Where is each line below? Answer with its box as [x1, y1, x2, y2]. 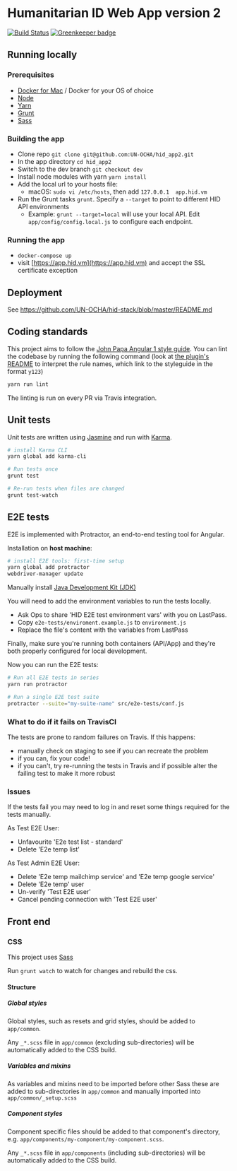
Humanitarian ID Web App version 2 [7, 5, 221, 21]
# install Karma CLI [7, 447, 68, 454]
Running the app [7, 235, 66, 245]
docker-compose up [17, 252, 72, 259]
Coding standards [7, 326, 88, 338]
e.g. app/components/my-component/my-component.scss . [7, 1134, 164, 1143]
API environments [17, 202, 69, 211]
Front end [7, 915, 51, 927]
